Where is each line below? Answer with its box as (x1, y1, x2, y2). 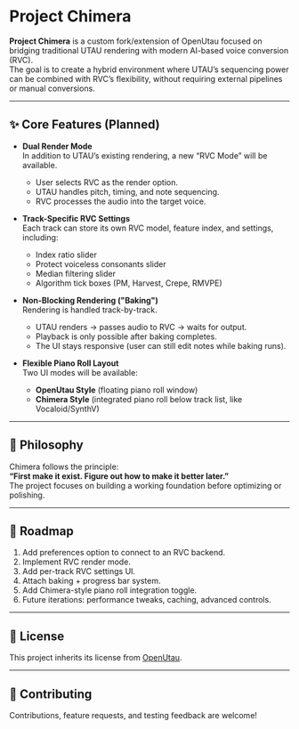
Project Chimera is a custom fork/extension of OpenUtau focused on (9, 36, 263, 46)
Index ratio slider (35, 249, 98, 260)
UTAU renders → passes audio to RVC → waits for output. (35, 321, 247, 332)
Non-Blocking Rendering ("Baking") (21, 295, 158, 305)
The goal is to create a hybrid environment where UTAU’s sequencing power (9, 64, 289, 75)
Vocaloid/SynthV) (35, 403, 100, 414)
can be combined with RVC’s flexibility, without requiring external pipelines (9, 73, 283, 84)
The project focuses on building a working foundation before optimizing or (9, 480, 282, 490)
